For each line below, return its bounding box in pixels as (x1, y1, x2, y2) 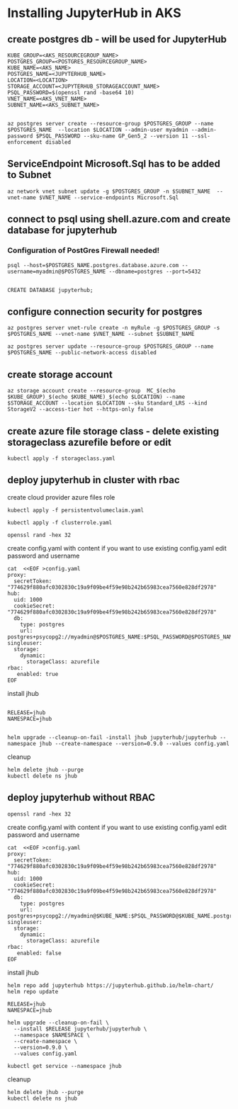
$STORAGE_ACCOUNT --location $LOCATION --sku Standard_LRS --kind (7, 400, 208, 407)
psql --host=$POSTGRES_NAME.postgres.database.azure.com (7, 261, 179, 269)
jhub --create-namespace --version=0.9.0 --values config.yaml (38, 740, 230, 747)
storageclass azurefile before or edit (7, 436, 171, 448)
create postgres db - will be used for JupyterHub (7, 33, 227, 45)
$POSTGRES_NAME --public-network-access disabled (7, 349, 157, 356)
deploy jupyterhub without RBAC (7, 792, 156, 804)
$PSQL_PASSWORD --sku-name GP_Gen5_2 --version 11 (35, 133, 189, 140)
